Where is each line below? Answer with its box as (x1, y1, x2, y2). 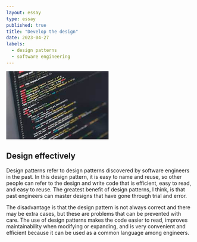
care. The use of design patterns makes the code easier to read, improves (6, 216, 188, 224)
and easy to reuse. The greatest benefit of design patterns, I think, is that (6, 185, 186, 193)
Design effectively (6, 151, 76, 161)
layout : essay (6, 10, 42, 15)
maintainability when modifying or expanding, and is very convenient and (6, 222, 186, 229)
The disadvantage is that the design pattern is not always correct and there (6, 203, 190, 211)
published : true (6, 22, 46, 28)
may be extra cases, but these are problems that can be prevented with (6, 210, 182, 217)
